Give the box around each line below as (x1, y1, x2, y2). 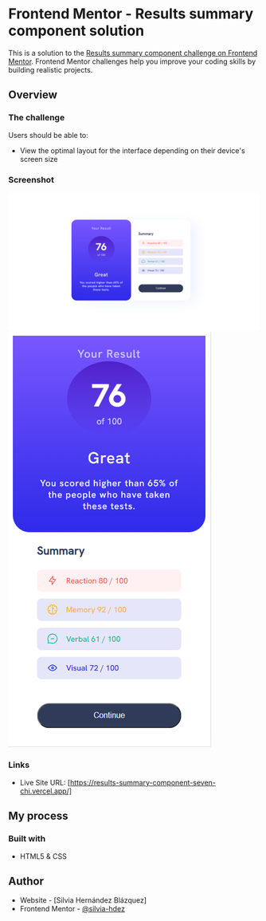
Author (8, 874, 44, 888)
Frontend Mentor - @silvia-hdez (19, 904, 126, 914)
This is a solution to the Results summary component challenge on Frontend (8, 48, 258, 57)
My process (8, 809, 68, 823)
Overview (8, 89, 58, 102)
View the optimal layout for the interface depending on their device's (19, 145, 245, 155)
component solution (8, 22, 145, 40)
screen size (19, 154, 58, 163)
